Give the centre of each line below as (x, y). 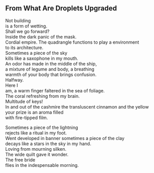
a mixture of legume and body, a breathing (50, 69)
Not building (18, 20)
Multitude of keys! (24, 101)
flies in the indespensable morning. (42, 165)
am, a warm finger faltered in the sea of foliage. (55, 90)
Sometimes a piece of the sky (36, 53)
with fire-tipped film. (27, 117)
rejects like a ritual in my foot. (36, 133)
